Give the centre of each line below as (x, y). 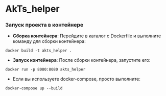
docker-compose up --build (34, 88)
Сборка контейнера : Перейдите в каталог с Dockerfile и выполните (87, 36)
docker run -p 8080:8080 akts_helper (45, 69)
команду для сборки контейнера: (49, 41)
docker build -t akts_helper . (39, 51)
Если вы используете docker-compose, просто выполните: (76, 79)
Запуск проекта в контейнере (44, 25)
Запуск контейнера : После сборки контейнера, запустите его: (81, 60)
